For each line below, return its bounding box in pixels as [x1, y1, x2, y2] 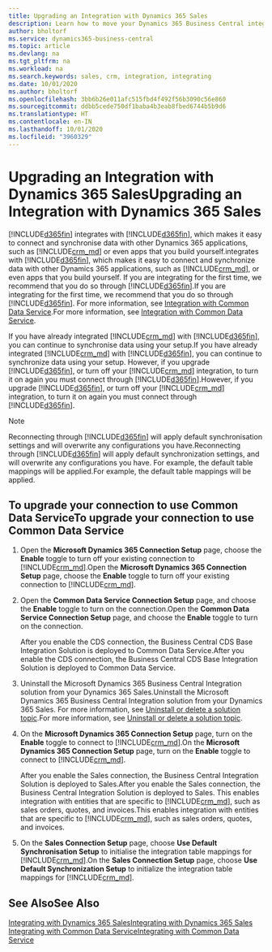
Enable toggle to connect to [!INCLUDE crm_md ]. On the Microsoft [19, 738, 240, 747]
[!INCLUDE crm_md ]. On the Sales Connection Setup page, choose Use [19, 855, 257, 865]
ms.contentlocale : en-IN [8, 118, 92, 126]
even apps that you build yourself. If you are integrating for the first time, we [8, 272, 262, 282]
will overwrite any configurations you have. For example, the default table [8, 457, 253, 467]
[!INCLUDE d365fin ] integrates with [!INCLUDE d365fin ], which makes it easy [8, 229, 262, 239]
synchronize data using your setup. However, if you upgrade [8, 357, 210, 366]
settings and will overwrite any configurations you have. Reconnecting [8, 440, 241, 450]
